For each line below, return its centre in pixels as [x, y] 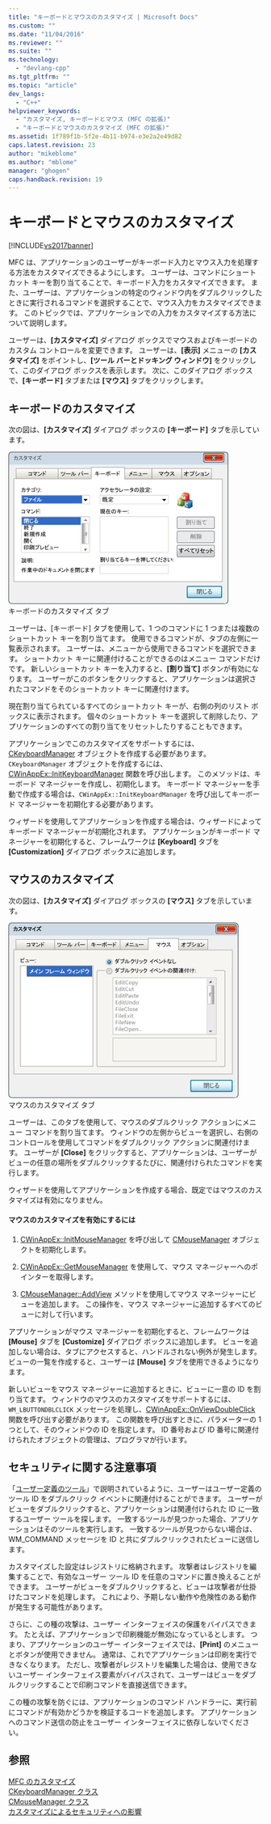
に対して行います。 [66, 1314]
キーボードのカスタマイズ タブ [59, 611]
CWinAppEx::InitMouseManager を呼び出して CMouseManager [125, 1240]
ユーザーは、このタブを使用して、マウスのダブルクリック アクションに [125, 1122]
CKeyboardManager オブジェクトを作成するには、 [88, 764]
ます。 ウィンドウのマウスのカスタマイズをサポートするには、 [132, 1399]
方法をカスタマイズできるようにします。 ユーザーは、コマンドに [121, 273]
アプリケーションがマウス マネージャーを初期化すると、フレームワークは [129, 1331]
